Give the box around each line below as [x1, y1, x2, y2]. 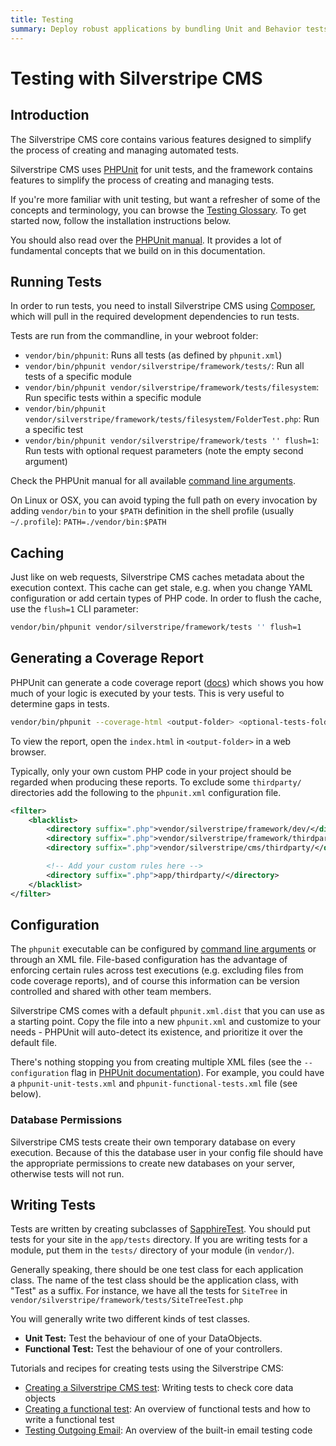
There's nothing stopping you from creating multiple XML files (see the [10, 1056, 302, 1068]
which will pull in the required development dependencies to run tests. [10, 311, 300, 323]
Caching [10, 544, 65, 561]
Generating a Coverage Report [10, 650, 204, 667]
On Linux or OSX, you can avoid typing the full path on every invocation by [10, 494, 318, 506]
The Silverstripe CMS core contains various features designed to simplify [10, 133, 312, 145]
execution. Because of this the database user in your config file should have [10, 1146, 324, 1158]
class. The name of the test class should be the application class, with [10, 1274, 299, 1286]
